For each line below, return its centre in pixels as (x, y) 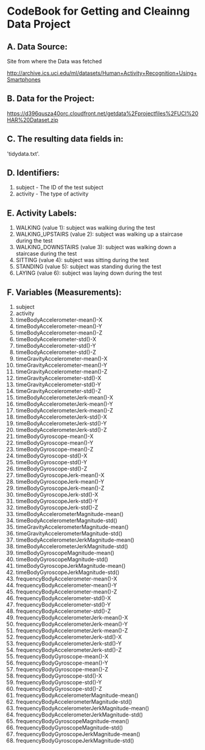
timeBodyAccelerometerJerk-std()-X (61, 417)
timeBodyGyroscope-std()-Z (51, 469)
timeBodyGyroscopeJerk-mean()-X (60, 475)
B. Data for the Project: (51, 99)
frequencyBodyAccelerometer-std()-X (63, 598)
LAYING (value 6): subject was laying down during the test (89, 273)
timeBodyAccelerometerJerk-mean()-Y (64, 404)
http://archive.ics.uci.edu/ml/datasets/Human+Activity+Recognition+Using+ (102, 73)
